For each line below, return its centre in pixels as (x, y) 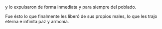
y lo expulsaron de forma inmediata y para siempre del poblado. (71, 7)
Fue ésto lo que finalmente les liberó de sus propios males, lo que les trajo (81, 16)
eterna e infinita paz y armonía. (37, 22)
